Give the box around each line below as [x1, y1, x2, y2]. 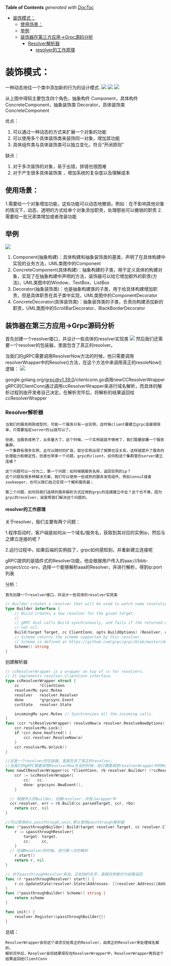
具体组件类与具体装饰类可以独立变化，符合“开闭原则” [12, 142, 124, 148]
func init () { [5, 909, 36, 914]
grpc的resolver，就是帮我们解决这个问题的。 [5, 495, 90, 500]
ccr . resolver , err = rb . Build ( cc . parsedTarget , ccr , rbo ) [10, 801, 136, 806]
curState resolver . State [14, 702, 72, 707]
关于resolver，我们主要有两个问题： [5, 519, 80, 525]
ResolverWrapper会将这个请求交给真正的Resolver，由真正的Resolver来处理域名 [5, 940, 156, 945]
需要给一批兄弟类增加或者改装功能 [5, 213, 77, 219]
